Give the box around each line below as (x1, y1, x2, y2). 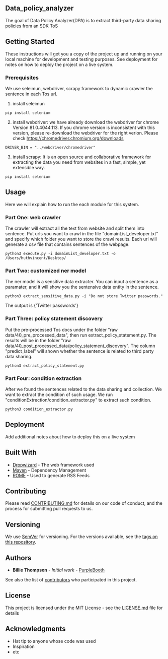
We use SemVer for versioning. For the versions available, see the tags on (5, 534, 158, 540)
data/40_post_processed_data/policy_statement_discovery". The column (5, 343, 155, 349)
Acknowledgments (5, 625, 66, 633)
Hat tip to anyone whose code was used (12, 638, 96, 644)
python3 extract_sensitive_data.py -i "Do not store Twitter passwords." (5, 294, 163, 299)
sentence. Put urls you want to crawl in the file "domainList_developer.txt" (5, 231, 158, 237)
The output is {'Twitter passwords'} (5, 302, 79, 309)
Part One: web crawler (5, 214, 61, 221)
